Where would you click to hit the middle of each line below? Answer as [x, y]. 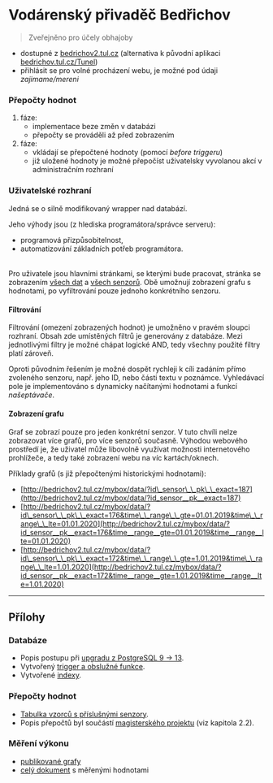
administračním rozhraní [73, 170]
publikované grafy [50, 761]
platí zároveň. [31, 353]
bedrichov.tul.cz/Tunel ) [59, 62]
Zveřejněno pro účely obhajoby [80, 37]
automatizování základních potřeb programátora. [102, 249]
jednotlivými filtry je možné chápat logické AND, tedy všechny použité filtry [134, 345]
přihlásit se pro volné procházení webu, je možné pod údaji [119, 70]
